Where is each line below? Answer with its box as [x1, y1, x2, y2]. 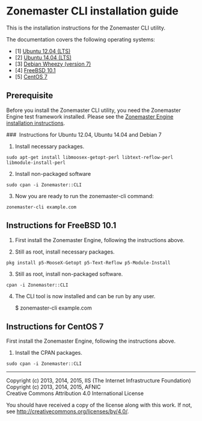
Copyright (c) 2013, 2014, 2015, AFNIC [6, 384, 101, 391]
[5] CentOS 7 [14, 73, 48, 80]
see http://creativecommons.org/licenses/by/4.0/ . [6, 408, 129, 415]
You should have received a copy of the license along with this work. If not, [6, 402, 192, 409]
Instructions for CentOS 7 [6, 321, 104, 332]
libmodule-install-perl [6, 160, 66, 166]
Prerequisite [6, 90, 54, 101]
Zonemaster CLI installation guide [6, 4, 179, 18]
